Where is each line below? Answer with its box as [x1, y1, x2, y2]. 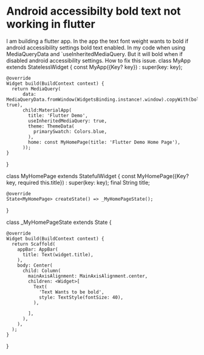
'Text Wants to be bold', [38, 289, 104, 295]
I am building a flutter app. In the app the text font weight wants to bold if [6, 37, 189, 45]
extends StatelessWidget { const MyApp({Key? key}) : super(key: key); [6, 63, 183, 71]
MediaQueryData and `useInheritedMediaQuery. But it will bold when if [6, 50, 183, 57]
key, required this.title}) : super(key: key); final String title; [6, 179, 151, 186]
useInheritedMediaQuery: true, [28, 118, 107, 124]
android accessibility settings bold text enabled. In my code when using [6, 44, 186, 51]
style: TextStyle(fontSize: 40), [38, 294, 123, 300]
